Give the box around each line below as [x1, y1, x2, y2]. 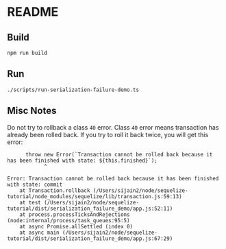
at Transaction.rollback [19, 187, 90, 194]
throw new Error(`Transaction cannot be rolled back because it [25, 151, 213, 158]
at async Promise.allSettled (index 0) [19, 223, 134, 230]
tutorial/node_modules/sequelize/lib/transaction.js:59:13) [7, 193, 183, 200]
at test [19, 199, 41, 206]
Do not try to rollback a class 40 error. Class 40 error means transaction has [7, 123, 219, 131]
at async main [19, 229, 60, 236]
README [7, 4, 59, 20]
